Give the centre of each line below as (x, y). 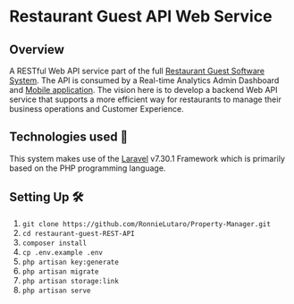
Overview (37, 50)
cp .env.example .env (62, 252)
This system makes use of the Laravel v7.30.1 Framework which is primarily (147, 158)
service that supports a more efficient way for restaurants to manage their (145, 99)
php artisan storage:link (70, 281)
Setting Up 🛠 (46, 197)
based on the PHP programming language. (88, 168)
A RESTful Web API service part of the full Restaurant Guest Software (137, 71)
